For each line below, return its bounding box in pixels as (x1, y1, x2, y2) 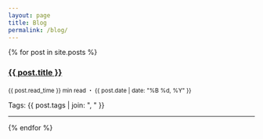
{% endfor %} (8, 123, 53, 132)
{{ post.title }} (8, 68, 63, 79)
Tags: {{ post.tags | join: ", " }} (8, 100, 105, 110)
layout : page (8, 11, 51, 20)
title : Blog (8, 19, 47, 27)
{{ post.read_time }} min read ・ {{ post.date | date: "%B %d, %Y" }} (8, 86, 192, 94)
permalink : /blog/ (8, 26, 68, 34)
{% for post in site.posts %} (8, 48, 98, 57)
